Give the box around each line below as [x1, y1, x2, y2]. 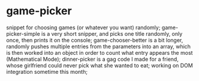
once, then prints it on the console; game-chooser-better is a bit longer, [6, 36, 183, 43]
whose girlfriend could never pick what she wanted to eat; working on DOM [6, 61, 193, 69]
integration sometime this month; [6, 68, 88, 75]
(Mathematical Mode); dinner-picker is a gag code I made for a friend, [6, 55, 179, 63]
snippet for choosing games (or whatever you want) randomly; [6, 24, 161, 31]
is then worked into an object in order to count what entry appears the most [6, 49, 193, 56]
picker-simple [6, 30, 40, 37]
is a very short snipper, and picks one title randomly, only [41, 30, 183, 37]
